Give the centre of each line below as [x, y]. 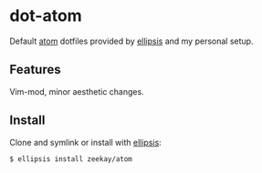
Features [35, 70]
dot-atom [46, 16]
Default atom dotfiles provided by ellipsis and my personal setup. [131, 41]
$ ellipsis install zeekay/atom [71, 159]
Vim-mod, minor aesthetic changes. [77, 91]
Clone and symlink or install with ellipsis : [85, 142]
